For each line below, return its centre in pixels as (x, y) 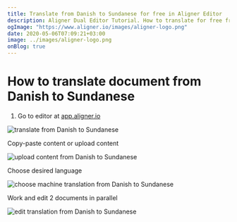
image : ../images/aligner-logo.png (60, 40)
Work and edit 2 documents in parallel (62, 197)
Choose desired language (45, 171)
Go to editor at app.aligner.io (59, 116)
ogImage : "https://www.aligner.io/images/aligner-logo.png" (98, 27)
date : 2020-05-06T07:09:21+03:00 (56, 33)
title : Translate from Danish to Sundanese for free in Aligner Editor (115, 14)
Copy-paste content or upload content (63, 143)
